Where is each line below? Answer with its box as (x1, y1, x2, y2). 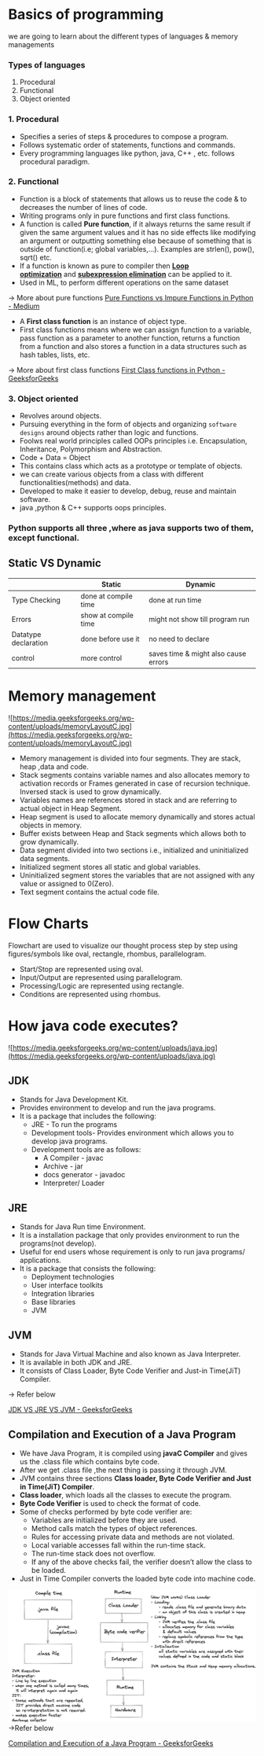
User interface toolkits (31, 1280, 104, 1290)
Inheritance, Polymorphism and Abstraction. (19, 444, 163, 454)
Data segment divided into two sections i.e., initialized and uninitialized (19, 845, 249, 855)
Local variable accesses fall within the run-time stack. (31, 1540, 206, 1550)
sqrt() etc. (19, 252, 53, 262)
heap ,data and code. (19, 761, 89, 771)
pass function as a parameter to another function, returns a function (19, 333, 240, 343)
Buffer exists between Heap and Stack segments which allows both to (19, 828, 247, 838)
